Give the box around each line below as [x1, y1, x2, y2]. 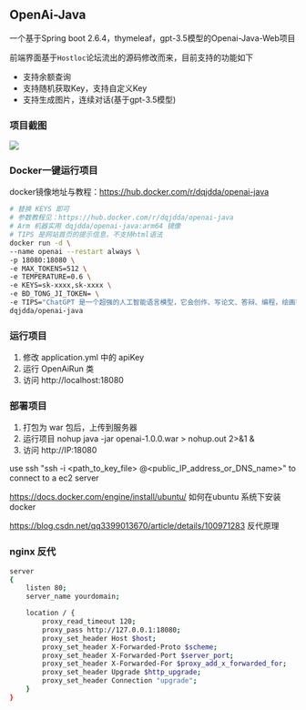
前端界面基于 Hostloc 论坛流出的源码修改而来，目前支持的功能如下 [9, 52, 254, 63]
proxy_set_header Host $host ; [42, 634, 157, 643]
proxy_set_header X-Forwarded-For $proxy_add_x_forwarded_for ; [42, 659, 287, 668]
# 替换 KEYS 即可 [9, 205, 70, 214]
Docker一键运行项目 [9, 164, 98, 177]
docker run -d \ [9, 238, 71, 248]
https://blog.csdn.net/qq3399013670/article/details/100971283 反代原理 [9, 521, 280, 532]
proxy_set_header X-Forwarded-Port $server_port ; [42, 651, 234, 660]
